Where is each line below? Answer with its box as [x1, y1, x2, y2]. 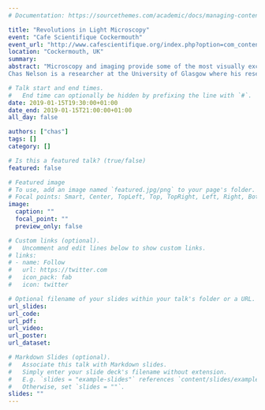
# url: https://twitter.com [8, 266, 108, 274]
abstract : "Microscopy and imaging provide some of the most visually [8, 62, 245, 71]
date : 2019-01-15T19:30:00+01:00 [8, 99, 118, 107]
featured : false [8, 164, 62, 172]
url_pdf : [8, 317, 37, 325]
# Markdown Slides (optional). [8, 353, 111, 361]
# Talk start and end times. [8, 84, 104, 92]
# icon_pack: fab [8, 273, 73, 281]
